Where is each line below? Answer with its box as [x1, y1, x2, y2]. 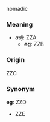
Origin [6, 56, 25, 64]
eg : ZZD [6, 98, 27, 106]
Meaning [6, 20, 33, 29]
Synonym [6, 84, 35, 93]
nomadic [6, 5, 28, 12]
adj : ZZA [14, 34, 37, 41]
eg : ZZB [23, 41, 44, 48]
